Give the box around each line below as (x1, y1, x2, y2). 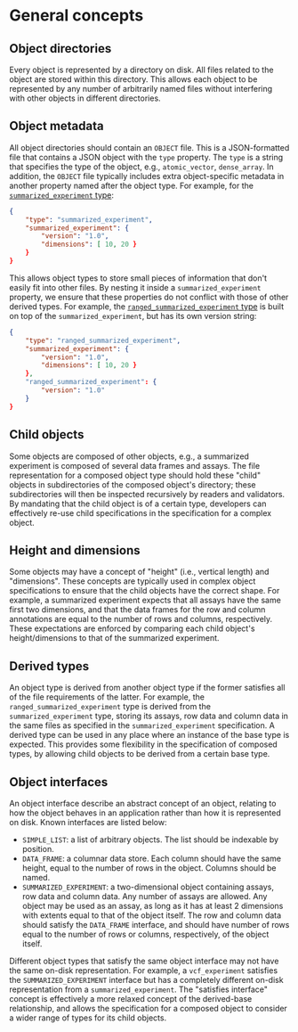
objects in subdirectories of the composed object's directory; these (9, 479, 256, 490)
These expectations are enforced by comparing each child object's (9, 623, 255, 634)
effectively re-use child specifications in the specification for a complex (9, 507, 272, 518)
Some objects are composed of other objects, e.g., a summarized (9, 451, 249, 462)
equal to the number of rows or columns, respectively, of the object (21, 929, 270, 939)
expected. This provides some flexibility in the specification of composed (9, 739, 278, 749)
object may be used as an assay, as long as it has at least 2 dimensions (21, 900, 284, 911)
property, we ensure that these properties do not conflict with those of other (9, 291, 289, 302)
